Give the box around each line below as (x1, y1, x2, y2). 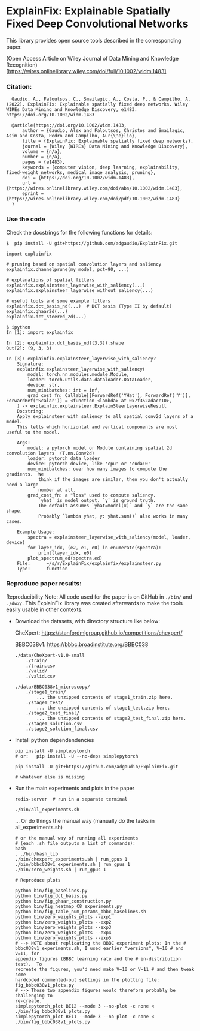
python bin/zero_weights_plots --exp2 (14, 919, 112, 925)
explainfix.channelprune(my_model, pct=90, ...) (6, 266, 130, 272)
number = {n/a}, (21, 154, 63, 160)
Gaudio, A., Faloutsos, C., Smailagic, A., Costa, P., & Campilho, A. (11, 96, 191, 103)
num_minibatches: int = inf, (27, 387, 100, 393)
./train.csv (26, 663, 56, 669)
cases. (6, 518, 23, 524)
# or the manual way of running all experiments (14, 835, 139, 841)
